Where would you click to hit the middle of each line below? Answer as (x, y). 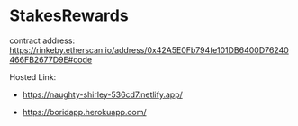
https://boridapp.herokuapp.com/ (84, 112)
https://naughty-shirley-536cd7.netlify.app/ (102, 94)
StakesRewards (69, 16)
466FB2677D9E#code (51, 59)
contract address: (42, 40)
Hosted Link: (33, 76)
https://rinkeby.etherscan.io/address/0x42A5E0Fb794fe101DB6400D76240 (149, 49)
